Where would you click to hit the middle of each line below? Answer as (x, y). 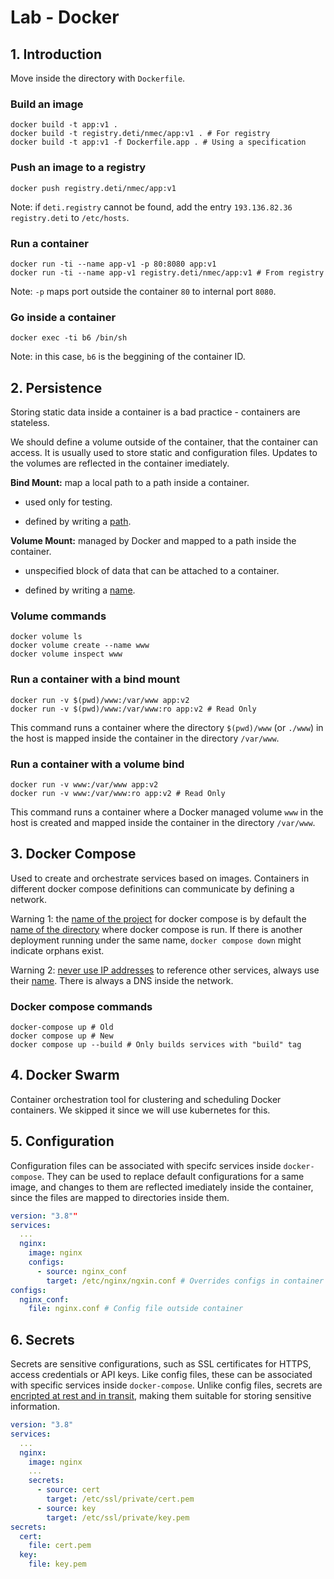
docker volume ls (46, 637)
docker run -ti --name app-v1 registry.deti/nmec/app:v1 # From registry (167, 272)
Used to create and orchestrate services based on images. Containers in (160, 878)
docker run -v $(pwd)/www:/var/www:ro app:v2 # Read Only (133, 709)
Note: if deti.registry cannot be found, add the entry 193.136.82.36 (151, 207)
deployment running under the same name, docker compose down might (156, 940)
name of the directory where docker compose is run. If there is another (156, 929)
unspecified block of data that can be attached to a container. (152, 570)
